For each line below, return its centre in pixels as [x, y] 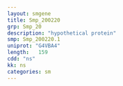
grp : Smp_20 [24, 26]
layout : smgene [29, 14]
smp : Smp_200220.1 [34, 40]
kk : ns [17, 65]
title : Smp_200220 [34, 20]
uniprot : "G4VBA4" [34, 46]
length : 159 [28, 53]
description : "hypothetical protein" [62, 33]
